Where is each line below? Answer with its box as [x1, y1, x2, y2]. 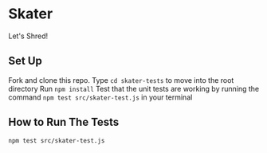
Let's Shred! [8, 31, 49, 41]
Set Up [8, 54, 42, 68]
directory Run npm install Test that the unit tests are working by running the [8, 84, 260, 93]
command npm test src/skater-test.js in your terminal [8, 92, 193, 102]
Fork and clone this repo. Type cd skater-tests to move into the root [8, 75, 234, 84]
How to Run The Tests [8, 116, 120, 129]
